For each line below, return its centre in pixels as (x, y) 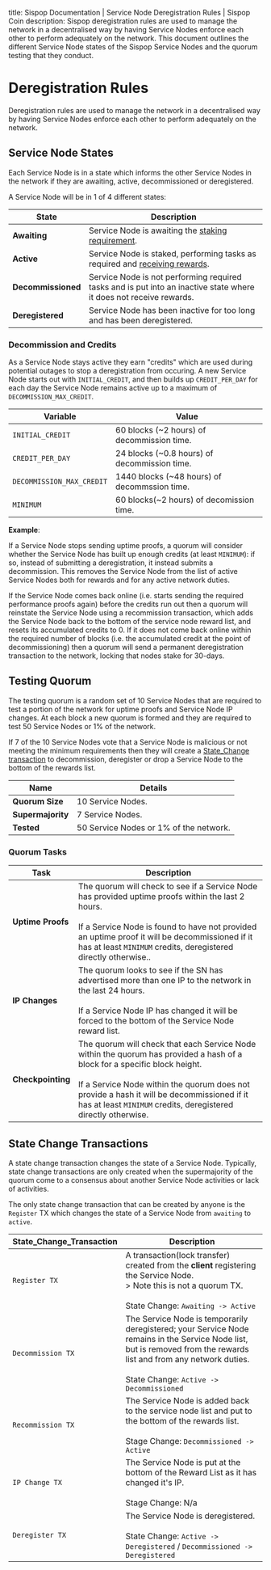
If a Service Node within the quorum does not (164, 1085)
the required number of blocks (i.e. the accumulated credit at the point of (130, 639)
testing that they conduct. (51, 55)
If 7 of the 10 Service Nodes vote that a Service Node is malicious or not (128, 742)
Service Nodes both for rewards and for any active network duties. (119, 580)
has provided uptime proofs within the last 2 (161, 897)
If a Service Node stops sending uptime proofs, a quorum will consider (126, 546)
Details (154, 787)
